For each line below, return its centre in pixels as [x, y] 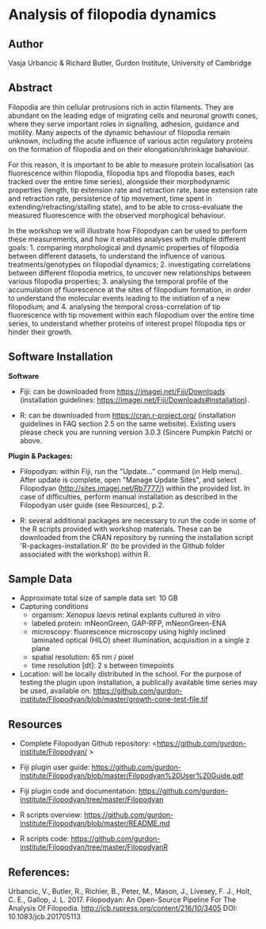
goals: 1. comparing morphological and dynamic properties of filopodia [123, 247]
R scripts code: [44, 838]
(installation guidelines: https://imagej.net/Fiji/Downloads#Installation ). [134, 399]
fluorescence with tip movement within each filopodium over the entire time [131, 314]
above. [31, 440]
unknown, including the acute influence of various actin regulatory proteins [131, 141]
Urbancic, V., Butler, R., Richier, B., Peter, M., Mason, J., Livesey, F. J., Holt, [130, 892]
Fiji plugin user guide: [55, 767]
